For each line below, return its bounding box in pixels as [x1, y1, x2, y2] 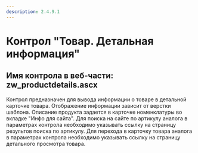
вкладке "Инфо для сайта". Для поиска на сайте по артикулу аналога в [6, 114, 188, 122]
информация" [6, 47, 81, 60]
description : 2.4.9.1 [6, 8, 60, 15]
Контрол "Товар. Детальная [6, 34, 154, 48]
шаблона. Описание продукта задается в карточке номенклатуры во [6, 108, 182, 115]
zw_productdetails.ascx [6, 80, 98, 90]
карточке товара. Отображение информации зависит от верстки [6, 102, 171, 109]
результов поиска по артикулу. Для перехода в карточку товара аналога [6, 127, 193, 135]
